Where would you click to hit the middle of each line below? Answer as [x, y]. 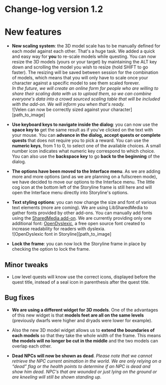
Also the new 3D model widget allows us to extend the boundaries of [83, 330]
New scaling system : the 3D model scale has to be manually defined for [86, 46]
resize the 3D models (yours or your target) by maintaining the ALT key [84, 62]
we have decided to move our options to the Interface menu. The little [83, 182]
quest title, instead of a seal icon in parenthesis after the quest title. [81, 282]
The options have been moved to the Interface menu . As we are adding [86, 171]
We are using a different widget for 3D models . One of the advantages [85, 310]
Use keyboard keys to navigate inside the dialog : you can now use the [85, 125]
